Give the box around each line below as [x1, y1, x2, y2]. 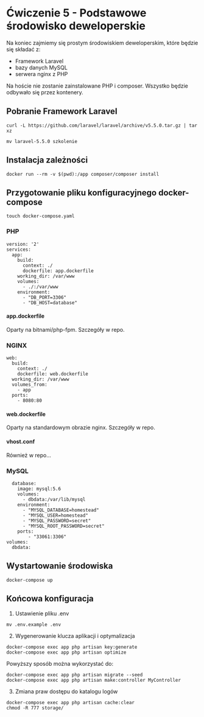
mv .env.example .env [6, 621, 62, 628]
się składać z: [6, 46, 41, 53]
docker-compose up [6, 577, 53, 583]
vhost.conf [6, 438, 35, 445]
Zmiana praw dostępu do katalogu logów [15, 688, 118, 695]
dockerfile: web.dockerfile [17, 371, 88, 377]
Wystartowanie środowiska [6, 561, 113, 572]
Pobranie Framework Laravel [6, 107, 118, 117]
